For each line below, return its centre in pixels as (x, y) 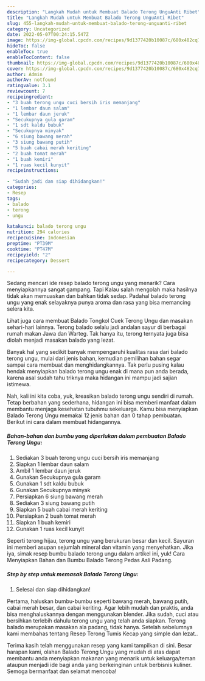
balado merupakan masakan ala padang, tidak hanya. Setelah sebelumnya (100, 627)
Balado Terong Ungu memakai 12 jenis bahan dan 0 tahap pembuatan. (95, 415)
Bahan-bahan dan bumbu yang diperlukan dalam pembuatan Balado (96, 436)
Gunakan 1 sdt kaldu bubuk (50, 484)
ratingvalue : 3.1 (29, 86)
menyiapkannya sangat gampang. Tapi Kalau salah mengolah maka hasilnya (102, 289)
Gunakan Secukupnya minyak (53, 490)
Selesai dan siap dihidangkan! (53, 590)
